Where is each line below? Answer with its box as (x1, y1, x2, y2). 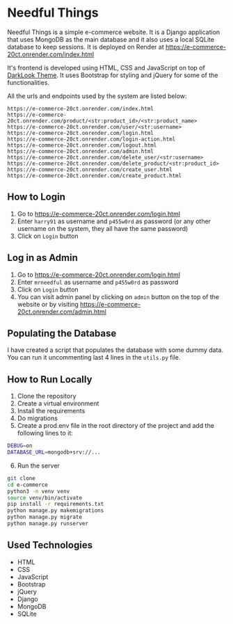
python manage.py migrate (7, 513, 82, 521)
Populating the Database (7, 327, 117, 339)
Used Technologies (7, 539, 93, 551)
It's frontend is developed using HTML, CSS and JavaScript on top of (7, 63, 205, 72)
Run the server (17, 461, 61, 470)
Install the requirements (17, 407, 86, 415)
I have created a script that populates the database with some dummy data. (7, 346, 224, 354)
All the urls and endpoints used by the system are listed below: (7, 92, 187, 100)
